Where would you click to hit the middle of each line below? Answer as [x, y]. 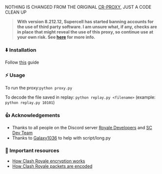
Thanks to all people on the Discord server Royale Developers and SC [82, 127]
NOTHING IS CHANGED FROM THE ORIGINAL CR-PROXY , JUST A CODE [78, 7]
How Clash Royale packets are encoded [52, 166]
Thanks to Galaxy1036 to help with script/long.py [61, 138]
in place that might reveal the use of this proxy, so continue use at [85, 32]
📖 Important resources [32, 150]
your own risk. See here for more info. [56, 37]
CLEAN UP [16, 12]
